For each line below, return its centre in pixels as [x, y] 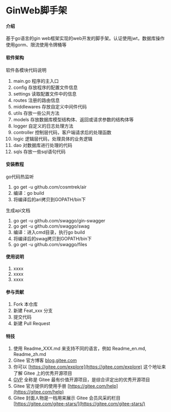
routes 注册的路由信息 [36, 100]
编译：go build [28, 193]
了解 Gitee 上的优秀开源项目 [43, 373]
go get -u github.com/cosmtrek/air [50, 187]
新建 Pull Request [32, 324]
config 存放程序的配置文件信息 [45, 87]
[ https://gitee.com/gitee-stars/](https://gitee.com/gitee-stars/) [79, 404]
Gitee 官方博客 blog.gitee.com [45, 361]
